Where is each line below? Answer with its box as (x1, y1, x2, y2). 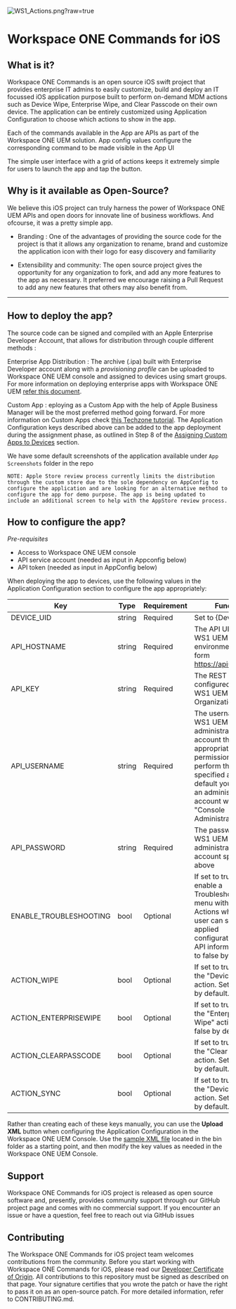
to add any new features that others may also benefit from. (17, 283, 188, 291)
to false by (194, 951, 229, 961)
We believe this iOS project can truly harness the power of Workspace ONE (7, 204, 225, 212)
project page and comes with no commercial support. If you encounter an (7, 1204, 221, 1212)
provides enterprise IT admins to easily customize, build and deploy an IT (7, 85, 219, 93)
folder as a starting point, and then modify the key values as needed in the (7, 1142, 223, 1151)
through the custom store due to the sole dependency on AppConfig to (7, 478, 218, 486)
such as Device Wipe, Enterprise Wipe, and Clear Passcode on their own (7, 100, 218, 108)
